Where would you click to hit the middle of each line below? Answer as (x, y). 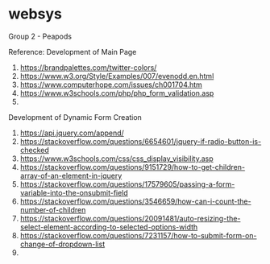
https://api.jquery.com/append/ (72, 133)
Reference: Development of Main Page (73, 52)
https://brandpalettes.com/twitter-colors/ (88, 67)
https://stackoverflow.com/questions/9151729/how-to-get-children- (133, 167)
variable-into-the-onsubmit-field (74, 192)
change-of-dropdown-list (62, 244)
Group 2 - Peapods (40, 36)
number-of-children (53, 209)
